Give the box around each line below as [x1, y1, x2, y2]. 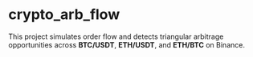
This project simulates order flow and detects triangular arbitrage [8, 32, 224, 41]
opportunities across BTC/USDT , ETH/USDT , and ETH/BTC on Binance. [8, 40, 245, 49]
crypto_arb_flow [8, 6, 120, 24]
